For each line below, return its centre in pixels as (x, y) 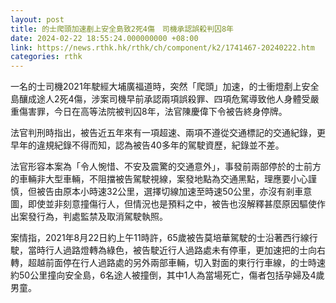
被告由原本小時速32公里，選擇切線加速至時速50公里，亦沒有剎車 (170, 192)
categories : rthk (46, 57)
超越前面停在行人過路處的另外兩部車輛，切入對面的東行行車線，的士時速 (176, 263)
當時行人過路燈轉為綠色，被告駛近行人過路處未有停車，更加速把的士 (167, 250)
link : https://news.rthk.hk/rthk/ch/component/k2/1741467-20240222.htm (162, 47)
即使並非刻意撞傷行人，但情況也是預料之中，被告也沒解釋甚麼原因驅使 (172, 204)
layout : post (37, 19)
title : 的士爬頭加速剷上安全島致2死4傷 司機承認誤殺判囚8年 (122, 29)
